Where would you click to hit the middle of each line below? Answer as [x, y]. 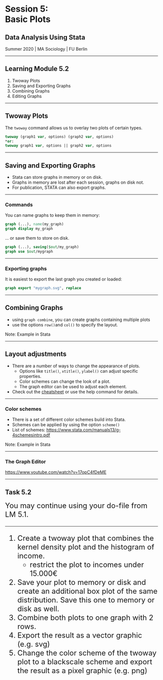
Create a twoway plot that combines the [86, 538]
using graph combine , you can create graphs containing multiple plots [81, 320]
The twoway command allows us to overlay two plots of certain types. [74, 128]
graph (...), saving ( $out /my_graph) [42, 247]
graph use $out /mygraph [29, 251]
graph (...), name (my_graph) [34, 224]
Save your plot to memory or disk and [82, 583]
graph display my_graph [29, 229]
